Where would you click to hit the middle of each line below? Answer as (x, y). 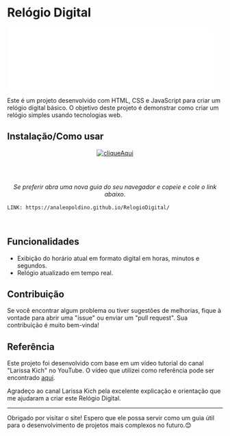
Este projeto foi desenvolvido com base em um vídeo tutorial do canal (105, 363)
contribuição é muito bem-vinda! (53, 325)
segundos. (32, 266)
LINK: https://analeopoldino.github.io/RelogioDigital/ (88, 207)
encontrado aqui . (31, 378)
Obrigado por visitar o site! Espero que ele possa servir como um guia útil (111, 418)
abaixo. (115, 194)
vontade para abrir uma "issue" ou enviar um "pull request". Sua (98, 318)
